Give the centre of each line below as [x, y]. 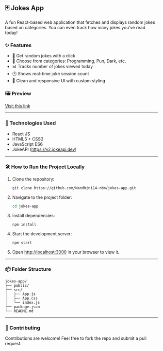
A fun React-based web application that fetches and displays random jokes [80, 22]
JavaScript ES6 [27, 144]
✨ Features [18, 45]
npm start [22, 243]
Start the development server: [42, 234]
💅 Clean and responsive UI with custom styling [59, 81]
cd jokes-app [25, 206]
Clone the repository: [33, 179]
